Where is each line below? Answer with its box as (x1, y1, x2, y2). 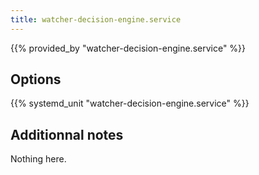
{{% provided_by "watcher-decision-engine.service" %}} (10, 42, 247, 54)
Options (10, 71, 62, 88)
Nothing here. (10, 153, 67, 165)
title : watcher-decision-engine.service (10, 14, 182, 25)
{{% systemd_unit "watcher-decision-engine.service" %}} (10, 97, 250, 110)
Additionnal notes (10, 126, 124, 143)
